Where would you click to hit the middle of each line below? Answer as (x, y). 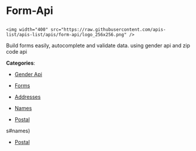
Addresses (27, 97)
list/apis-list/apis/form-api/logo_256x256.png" (66, 35)
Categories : (21, 63)
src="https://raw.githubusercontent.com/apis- (108, 30)
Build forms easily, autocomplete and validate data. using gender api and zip (98, 45)
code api (17, 52)
